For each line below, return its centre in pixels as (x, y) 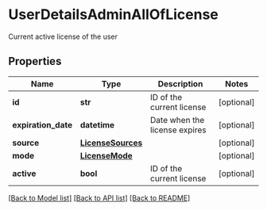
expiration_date (43, 124)
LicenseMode (106, 155)
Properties (35, 61)
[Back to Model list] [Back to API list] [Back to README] (99, 198)
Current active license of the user (63, 36)
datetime (97, 124)
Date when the (177, 120)
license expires (178, 130)
